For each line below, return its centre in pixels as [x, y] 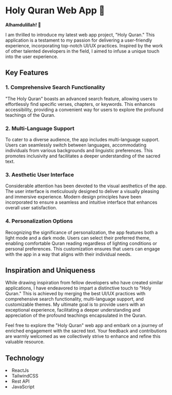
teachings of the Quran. [30, 115]
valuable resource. [25, 342]
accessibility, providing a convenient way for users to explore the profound [84, 110]
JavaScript [23, 387]
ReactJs [21, 370]
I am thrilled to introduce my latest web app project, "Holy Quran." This [80, 34]
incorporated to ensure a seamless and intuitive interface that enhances [81, 202]
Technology [25, 358]
